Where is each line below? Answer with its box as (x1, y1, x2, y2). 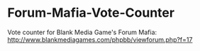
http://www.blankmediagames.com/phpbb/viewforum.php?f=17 (7, 35, 193, 43)
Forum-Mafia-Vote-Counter (7, 5, 175, 21)
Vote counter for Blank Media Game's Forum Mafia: (7, 28, 157, 36)
